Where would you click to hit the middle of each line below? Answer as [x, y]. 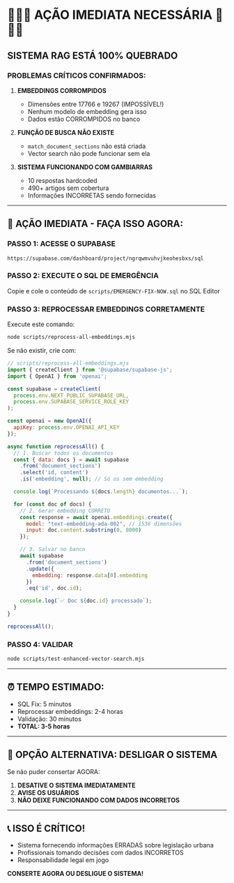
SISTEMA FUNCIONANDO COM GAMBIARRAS [85, 167]
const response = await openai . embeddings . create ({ [96, 517]
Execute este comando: [41, 324]
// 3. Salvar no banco [53, 549]
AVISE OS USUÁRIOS [48, 792]
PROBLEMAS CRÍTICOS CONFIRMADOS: [77, 75]
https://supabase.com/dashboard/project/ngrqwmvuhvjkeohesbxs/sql [106, 258]
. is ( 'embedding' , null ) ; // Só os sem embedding [92, 479]
